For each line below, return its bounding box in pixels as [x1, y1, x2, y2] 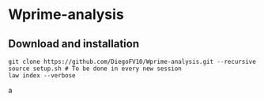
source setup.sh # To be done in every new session [8, 65, 182, 73]
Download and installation [8, 37, 140, 50]
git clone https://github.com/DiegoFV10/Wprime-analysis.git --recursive [8, 58, 257, 65]
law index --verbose [8, 72, 77, 80]
